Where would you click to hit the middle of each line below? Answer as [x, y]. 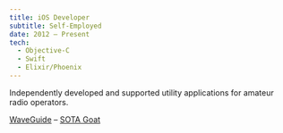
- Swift [32, 59]
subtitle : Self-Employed [56, 26]
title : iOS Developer [50, 17]
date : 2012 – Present [50, 34]
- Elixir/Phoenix [50, 68]
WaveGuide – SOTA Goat [55, 119]
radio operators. [39, 102]
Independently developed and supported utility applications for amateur [142, 92]
